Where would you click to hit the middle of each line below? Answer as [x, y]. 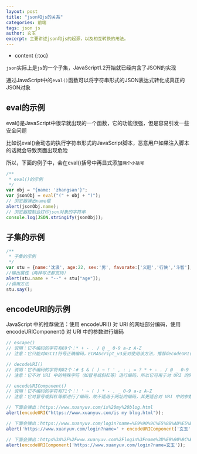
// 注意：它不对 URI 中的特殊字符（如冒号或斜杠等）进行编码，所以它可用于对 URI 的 [97, 375]
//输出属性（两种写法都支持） [37, 273]
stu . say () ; [19, 289]
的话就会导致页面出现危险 [37, 150]
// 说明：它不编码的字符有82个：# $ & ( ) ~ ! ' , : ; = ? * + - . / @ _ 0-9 [98, 370]
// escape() [21, 343]
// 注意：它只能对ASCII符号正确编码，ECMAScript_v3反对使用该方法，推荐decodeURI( [99, 354]
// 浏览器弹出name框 [28, 201]
